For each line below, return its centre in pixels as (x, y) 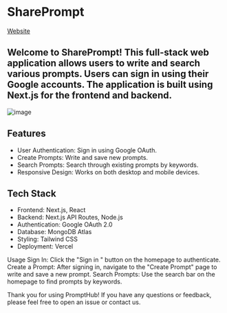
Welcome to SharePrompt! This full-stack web (108, 53)
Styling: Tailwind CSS (47, 239)
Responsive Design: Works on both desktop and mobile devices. (108, 172)
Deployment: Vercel (45, 246)
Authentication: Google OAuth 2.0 (65, 224)
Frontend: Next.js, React (51, 210)
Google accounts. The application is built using (110, 85)
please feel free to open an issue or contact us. (74, 302)
